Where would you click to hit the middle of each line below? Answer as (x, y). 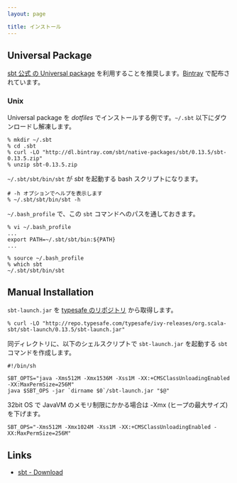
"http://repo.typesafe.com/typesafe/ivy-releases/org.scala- (134, 323)
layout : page (27, 14)
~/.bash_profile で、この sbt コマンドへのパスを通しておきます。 (103, 213)
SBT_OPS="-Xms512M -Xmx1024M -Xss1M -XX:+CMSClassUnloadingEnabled (109, 427)
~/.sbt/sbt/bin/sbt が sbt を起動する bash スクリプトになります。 (105, 179)
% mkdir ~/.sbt (30, 140)
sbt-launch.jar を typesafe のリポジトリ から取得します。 (92, 310)
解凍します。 (57, 126)
